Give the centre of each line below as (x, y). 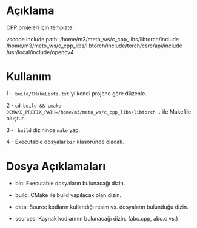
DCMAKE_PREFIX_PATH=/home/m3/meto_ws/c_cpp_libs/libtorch (81, 112)
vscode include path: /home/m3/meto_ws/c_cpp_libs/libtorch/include (93, 39)
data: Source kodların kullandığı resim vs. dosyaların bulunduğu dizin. (102, 207)
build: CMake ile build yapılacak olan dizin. (68, 195)
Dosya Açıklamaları (56, 166)
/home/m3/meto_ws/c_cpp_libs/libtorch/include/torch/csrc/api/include (95, 46)
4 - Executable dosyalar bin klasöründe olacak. (65, 142)
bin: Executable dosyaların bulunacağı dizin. (70, 183)
